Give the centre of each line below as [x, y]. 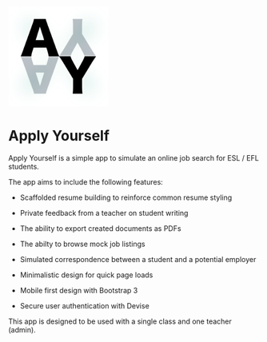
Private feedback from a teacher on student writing [104, 213]
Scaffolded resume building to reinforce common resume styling [126, 197]
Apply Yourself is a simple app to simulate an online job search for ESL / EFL [134, 157]
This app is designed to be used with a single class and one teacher [120, 321]
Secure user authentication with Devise [84, 305]
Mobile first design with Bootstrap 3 [79, 290]
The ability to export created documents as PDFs [100, 228]
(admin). [22, 329]
